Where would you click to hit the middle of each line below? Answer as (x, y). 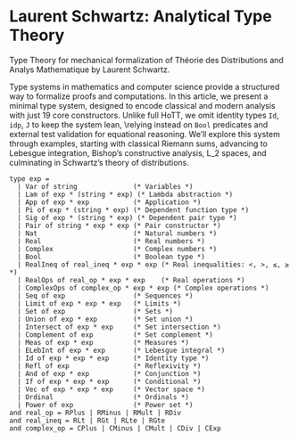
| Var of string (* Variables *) (105, 186)
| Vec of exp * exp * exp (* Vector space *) (111, 389)
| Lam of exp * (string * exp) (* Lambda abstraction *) (125, 194)
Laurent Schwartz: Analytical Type (141, 16)
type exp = (29, 179)
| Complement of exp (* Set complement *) (116, 335)
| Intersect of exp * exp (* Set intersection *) (119, 327)
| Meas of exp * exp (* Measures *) (103, 342)
